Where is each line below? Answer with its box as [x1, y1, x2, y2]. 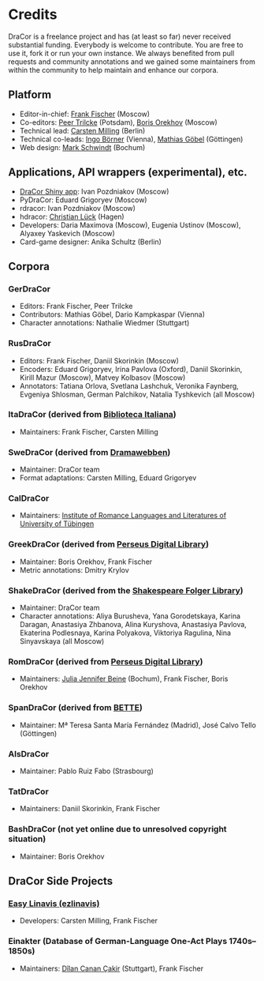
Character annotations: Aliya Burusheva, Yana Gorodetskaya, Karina [19, 611, 241, 621]
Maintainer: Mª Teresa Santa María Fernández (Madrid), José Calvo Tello [19, 720, 256, 730]
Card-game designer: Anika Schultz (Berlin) [19, 237, 162, 246]
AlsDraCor [8, 748, 50, 759]
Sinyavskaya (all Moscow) [19, 637, 105, 646]
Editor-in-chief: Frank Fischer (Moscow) [19, 109, 151, 118]
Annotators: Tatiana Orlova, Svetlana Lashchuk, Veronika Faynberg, [19, 381, 239, 390]
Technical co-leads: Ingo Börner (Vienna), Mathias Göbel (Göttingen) [19, 134, 244, 144]
